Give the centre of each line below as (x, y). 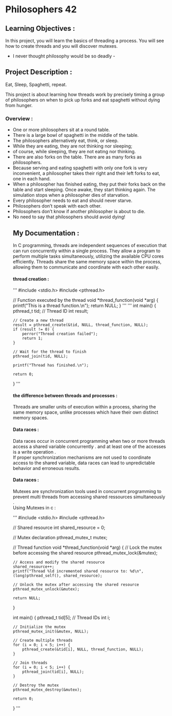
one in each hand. (32, 179)
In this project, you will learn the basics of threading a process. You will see (85, 40)
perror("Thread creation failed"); (60, 334)
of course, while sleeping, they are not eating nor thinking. (74, 152)
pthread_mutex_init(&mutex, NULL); (51, 631)
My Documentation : (46, 233)
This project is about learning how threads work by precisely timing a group (85, 94)
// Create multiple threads (42, 640)
